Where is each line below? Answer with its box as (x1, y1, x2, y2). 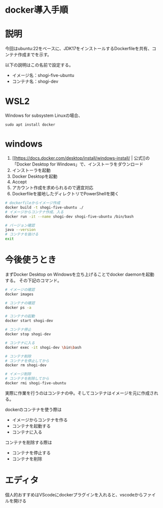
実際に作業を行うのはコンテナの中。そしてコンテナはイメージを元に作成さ (5, 390, 154, 396)
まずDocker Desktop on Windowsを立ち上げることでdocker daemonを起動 (5, 271, 155, 277)
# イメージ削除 (5, 372, 32, 376)
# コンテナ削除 (5, 354, 32, 358)
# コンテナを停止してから (5, 358, 50, 363)
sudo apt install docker (5, 122, 55, 127)
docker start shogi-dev (5, 319, 54, 323)
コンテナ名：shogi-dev (12, 78, 58, 84)
